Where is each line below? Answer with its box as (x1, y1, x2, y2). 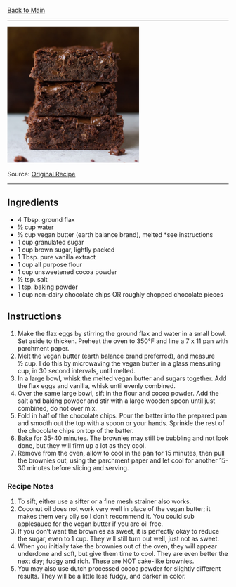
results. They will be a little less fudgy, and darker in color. (17, 572, 186, 580)
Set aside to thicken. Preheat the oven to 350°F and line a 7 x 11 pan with (17, 337, 228, 345)
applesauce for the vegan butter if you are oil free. (17, 520, 164, 528)
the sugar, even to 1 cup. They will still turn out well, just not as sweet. (17, 534, 220, 543)
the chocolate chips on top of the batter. (17, 426, 134, 434)
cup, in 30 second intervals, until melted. (17, 366, 136, 375)
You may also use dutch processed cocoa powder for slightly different (17, 564, 221, 572)
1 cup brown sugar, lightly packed (17, 245, 115, 254)
